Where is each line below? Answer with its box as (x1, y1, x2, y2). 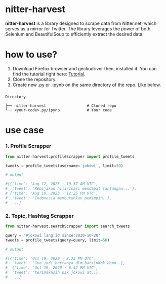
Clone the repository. (12, 76, 57, 82)
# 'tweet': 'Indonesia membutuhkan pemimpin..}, (5, 195, 112, 200)
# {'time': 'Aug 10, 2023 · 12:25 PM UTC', (5, 191, 99, 196)
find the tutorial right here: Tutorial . (12, 71, 86, 77)
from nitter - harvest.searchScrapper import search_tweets (5, 224, 130, 229)
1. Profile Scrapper (5, 143, 52, 150)
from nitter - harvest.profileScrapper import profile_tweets (5, 154, 135, 159)
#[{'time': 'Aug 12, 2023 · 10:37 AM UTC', (5, 181, 99, 187)
